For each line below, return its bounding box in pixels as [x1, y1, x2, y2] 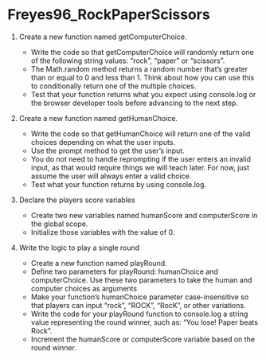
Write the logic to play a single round [18, 243, 140, 252]
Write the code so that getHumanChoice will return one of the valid [30, 129, 251, 139]
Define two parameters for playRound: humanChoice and [30, 267, 218, 276]
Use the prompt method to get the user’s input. [30, 146, 185, 155]
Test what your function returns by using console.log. [30, 179, 207, 189]
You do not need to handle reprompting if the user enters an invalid [30, 154, 252, 164]
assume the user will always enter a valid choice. [30, 171, 192, 181]
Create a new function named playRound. [30, 258, 168, 267]
